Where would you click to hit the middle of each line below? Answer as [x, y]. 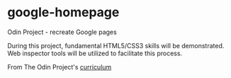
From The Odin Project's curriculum [60, 67]
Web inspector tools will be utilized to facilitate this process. [95, 53]
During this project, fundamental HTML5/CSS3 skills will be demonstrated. [116, 45]
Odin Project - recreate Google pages [62, 32]
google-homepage [63, 12]
